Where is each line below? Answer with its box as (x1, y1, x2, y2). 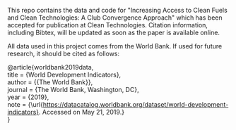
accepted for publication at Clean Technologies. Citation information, (7, 21, 208, 29)
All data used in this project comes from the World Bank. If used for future (7, 42, 223, 50)
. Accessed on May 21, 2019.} (38, 108, 125, 116)
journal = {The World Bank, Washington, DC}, (7, 86, 139, 93)
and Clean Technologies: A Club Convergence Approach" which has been (7, 13, 223, 22)
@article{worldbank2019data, (7, 63, 94, 71)
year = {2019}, (7, 93, 49, 101)
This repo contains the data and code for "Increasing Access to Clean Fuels (7, 6, 228, 14)
